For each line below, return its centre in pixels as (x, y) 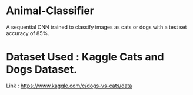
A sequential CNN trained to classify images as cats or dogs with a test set (96, 27)
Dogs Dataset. (42, 69)
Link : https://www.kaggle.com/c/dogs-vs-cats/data (69, 86)
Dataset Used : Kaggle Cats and (85, 57)
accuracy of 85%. (28, 33)
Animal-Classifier (50, 11)
